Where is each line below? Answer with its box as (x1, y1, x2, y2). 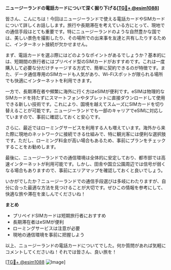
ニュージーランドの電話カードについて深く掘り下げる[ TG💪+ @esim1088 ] (5, 5, 159, 11)
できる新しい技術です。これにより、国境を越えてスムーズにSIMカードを (5, 101, 156, 107)
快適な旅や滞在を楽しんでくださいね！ (5, 191, 86, 197)
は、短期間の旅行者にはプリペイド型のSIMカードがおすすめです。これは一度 (5, 59, 165, 64)
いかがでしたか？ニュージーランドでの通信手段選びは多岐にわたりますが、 (5, 178, 162, 184)
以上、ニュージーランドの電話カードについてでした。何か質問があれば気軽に (5, 242, 166, 249)
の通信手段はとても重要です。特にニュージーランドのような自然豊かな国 (5, 29, 157, 35)
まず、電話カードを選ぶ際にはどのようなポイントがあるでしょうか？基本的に (5, 52, 166, 58)
